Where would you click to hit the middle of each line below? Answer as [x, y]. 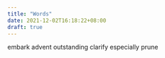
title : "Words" [30, 14]
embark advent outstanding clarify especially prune [83, 47]
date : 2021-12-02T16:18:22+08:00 [57, 21]
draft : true [25, 27]
